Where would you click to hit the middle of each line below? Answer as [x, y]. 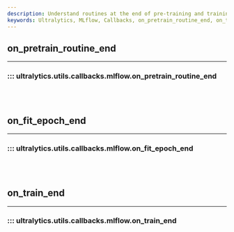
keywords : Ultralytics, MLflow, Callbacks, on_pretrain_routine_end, [110, 20]
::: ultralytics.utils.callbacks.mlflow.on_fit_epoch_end [100, 148]
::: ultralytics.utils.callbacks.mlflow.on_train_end [92, 221]
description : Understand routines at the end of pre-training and [106, 14]
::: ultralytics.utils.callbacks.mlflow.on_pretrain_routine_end [112, 76]
